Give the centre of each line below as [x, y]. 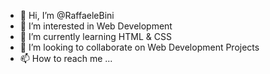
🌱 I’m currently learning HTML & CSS [95, 36]
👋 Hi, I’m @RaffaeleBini [67, 15]
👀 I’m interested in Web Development [96, 26]
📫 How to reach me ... [66, 58]
